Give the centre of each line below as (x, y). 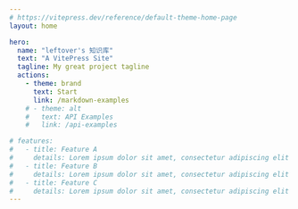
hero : (19, 42)
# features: (31, 141)
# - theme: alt (54, 108)
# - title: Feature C (54, 183)
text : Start (55, 92)
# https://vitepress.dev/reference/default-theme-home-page (124, 17)
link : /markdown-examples (81, 100)
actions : (33, 75)
